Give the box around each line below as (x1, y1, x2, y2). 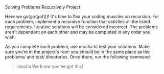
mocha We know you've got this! (17, 63, 83, 69)
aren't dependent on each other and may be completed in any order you (5, 29, 151, 35)
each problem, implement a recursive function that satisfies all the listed (5, 19, 150, 24)
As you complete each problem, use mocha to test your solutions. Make (5, 44, 150, 49)
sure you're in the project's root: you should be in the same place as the (5, 49, 150, 55)
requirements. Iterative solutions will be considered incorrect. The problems (5, 24, 158, 30)
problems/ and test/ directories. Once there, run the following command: (5, 54, 151, 60)
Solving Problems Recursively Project (5, 4, 81, 10)
